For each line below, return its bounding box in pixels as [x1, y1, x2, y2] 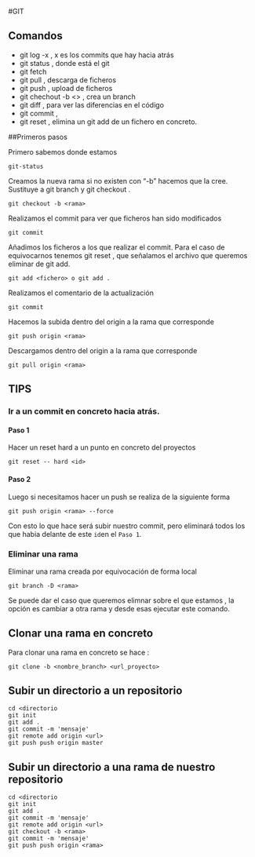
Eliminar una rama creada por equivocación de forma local [8, 567, 198, 576]
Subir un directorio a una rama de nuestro [8, 760, 216, 774]
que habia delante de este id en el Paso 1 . [8, 529, 142, 538]
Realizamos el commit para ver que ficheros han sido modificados [8, 213, 222, 223]
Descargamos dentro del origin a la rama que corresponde [8, 345, 198, 356]
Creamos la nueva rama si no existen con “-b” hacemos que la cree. [8, 176, 228, 185]
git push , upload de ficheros [19, 83, 113, 93]
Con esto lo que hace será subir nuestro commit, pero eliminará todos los [8, 521, 246, 531]
